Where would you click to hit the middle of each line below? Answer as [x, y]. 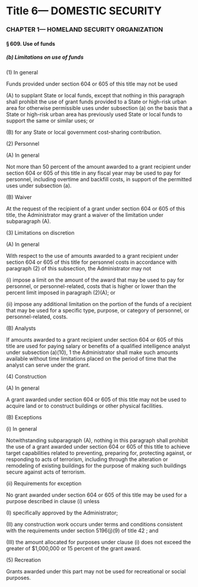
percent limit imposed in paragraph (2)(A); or [61, 292]
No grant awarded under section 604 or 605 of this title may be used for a [97, 495]
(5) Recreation [24, 560]
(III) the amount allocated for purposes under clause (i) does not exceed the [99, 542]
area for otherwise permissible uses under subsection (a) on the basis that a [99, 108]
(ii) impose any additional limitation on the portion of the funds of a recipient [99, 304]
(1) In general [22, 72]
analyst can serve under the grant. [48, 365]
